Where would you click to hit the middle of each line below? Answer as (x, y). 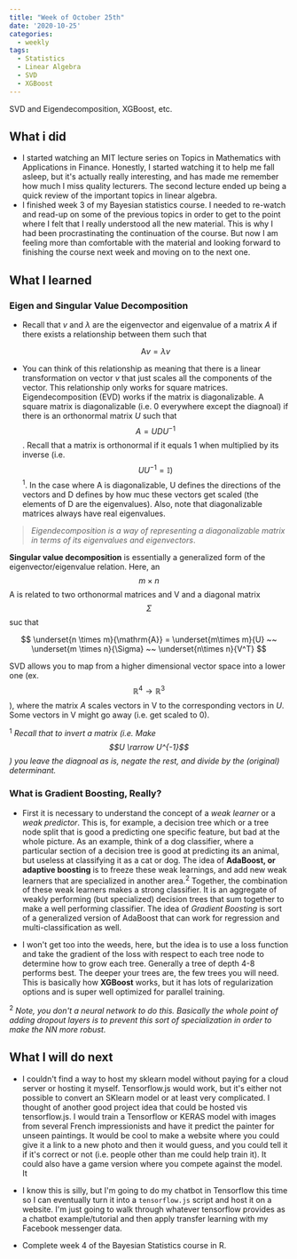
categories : (31, 34)
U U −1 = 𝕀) (156, 469)
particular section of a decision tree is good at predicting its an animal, (151, 851)
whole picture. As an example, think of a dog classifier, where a (138, 841)
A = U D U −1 (156, 430)
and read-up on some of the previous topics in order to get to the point (151, 215)
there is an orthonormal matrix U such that (99, 416)
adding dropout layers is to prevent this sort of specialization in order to (141, 1020)
